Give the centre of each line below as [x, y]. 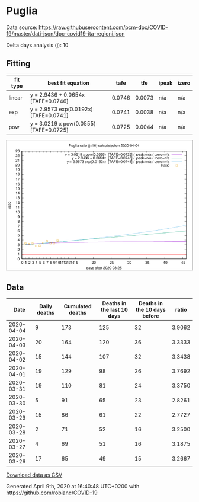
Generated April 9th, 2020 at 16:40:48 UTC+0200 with [73, 486]
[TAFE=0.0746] [49, 101]
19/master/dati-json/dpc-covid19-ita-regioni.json [66, 33]
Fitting [18, 64]
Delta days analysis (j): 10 [37, 45]
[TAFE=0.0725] [49, 130]
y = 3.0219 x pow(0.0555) [63, 124]
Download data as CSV [34, 475]
